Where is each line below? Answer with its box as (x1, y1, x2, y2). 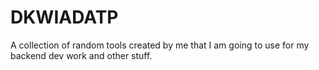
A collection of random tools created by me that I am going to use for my (10, 39, 310, 51)
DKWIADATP (10, 6, 119, 29)
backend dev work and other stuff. (10, 49, 153, 61)
